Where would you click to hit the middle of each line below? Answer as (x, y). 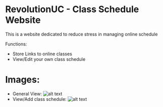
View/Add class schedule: (39, 99)
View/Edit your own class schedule (49, 59)
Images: (23, 80)
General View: (27, 94)
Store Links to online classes (42, 54)
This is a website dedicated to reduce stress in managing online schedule (82, 34)
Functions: (16, 44)
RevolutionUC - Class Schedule (72, 9)
